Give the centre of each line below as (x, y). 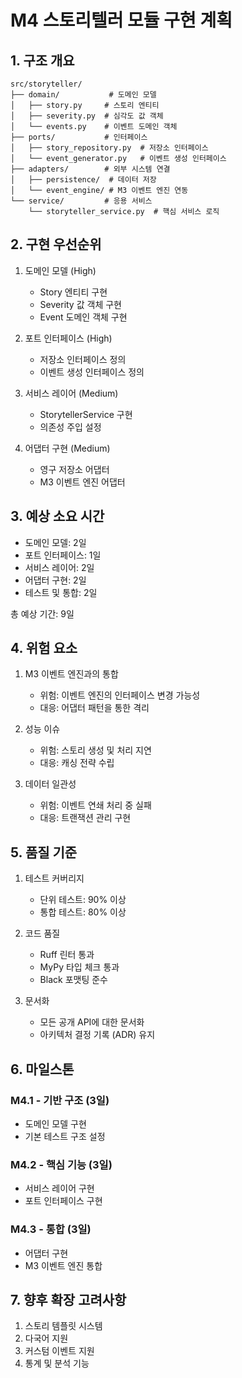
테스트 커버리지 (54, 878)
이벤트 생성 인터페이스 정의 (92, 372)
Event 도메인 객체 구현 (83, 317)
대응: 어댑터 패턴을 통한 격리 (94, 708)
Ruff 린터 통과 (67, 955)
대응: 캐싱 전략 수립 (77, 763)
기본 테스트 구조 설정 (65, 1136)
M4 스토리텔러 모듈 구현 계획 (121, 20)
